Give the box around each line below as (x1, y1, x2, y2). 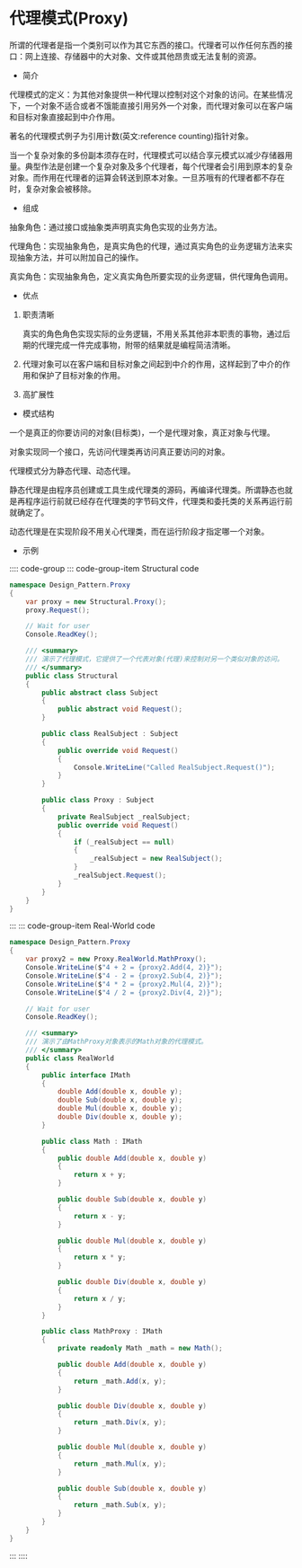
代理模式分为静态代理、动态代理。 (9, 465, 136, 476)
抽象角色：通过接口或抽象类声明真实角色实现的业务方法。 (9, 221, 222, 232)
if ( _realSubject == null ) (73, 837, 175, 846)
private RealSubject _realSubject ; (57, 812, 191, 821)
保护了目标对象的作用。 (38, 369, 126, 380)
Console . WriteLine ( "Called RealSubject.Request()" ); (73, 763, 276, 772)
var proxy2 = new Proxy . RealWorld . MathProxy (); (25, 954, 207, 964)
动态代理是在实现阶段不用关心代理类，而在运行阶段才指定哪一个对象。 (9, 526, 270, 536)
